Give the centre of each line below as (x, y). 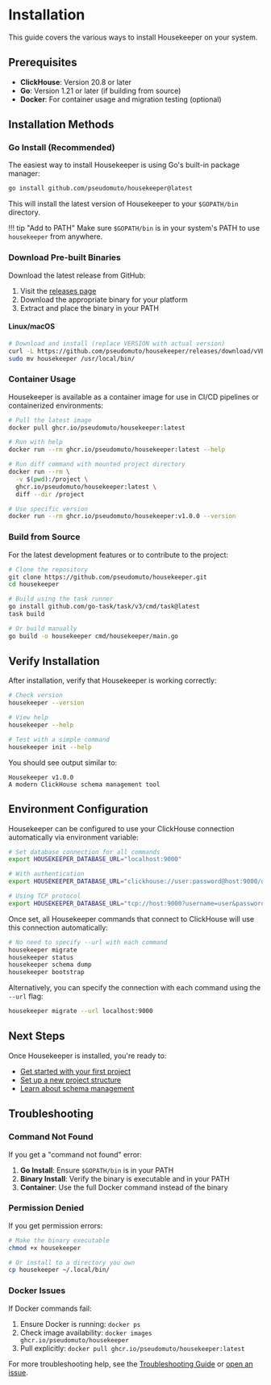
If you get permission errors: (56, 1225)
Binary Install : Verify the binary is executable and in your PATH (125, 1178)
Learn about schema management (77, 1088)
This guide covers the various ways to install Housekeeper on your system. (133, 37)
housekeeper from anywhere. (56, 236)
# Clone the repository (48, 569)
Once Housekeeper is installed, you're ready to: (88, 1056)
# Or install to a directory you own (72, 1262)
